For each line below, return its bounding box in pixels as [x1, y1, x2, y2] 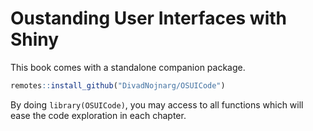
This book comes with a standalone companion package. [10, 61, 246, 73]
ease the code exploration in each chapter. [10, 109, 187, 121]
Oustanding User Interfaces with [10, 7, 288, 30]
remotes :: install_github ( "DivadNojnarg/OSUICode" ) [10, 80, 226, 91]
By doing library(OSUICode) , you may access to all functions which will [10, 98, 304, 111]
